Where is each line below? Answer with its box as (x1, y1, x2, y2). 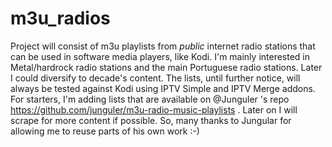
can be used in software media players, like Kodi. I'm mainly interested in (10, 50, 311, 62)
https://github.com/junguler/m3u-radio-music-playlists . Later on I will (10, 103, 298, 116)
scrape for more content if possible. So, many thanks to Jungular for (10, 114, 292, 126)
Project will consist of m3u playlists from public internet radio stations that (10, 40, 316, 52)
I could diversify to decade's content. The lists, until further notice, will (10, 72, 301, 84)
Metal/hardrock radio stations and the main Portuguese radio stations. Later (10, 61, 323, 73)
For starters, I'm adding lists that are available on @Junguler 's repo (10, 93, 290, 105)
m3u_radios (10, 7, 111, 30)
